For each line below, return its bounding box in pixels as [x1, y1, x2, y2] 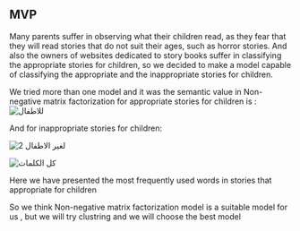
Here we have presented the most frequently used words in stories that [9, 175, 272, 185]
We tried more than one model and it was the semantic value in [9, 86, 242, 97]
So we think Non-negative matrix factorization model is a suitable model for [9, 201, 288, 212]
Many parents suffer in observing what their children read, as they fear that [9, 30, 287, 41]
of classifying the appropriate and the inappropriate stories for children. [9, 69, 273, 80]
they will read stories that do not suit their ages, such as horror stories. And [9, 40, 287, 51]
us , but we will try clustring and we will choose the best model [9, 210, 242, 222]
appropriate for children [9, 184, 97, 195]
